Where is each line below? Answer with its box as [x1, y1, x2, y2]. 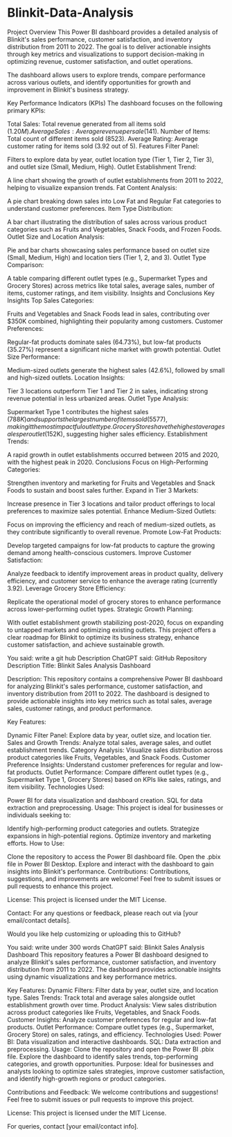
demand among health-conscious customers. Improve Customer [7, 548, 192, 556]
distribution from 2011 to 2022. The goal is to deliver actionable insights [7, 42, 211, 51]
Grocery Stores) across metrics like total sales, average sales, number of [7, 281, 215, 289]
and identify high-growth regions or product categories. [7, 1074, 167, 1083]
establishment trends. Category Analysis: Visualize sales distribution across [7, 746, 223, 754]
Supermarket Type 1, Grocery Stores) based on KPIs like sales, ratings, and [7, 775, 222, 783]
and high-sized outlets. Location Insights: [7, 373, 125, 382]
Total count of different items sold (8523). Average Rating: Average [7, 134, 199, 143]
